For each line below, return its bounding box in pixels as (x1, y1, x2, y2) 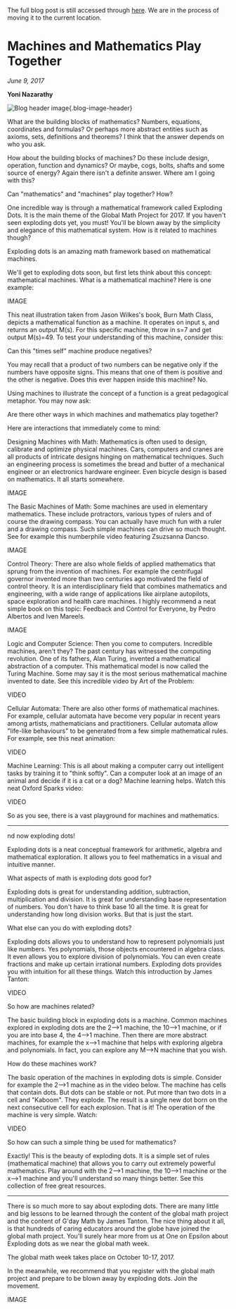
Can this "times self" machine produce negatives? (7, 346, 152, 355)
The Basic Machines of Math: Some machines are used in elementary (7, 502, 209, 511)
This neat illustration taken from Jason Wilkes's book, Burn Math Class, (7, 310, 214, 319)
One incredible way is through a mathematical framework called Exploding (7, 203, 223, 212)
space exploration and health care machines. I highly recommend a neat (7, 597, 216, 605)
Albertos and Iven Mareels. (7, 611, 86, 620)
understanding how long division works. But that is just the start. (7, 910, 194, 918)
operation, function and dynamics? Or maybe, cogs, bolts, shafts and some (7, 161, 225, 169)
